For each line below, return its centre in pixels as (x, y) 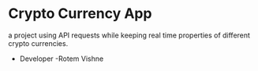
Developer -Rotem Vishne (62, 59)
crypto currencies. (38, 43)
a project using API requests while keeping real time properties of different (129, 35)
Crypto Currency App (80, 14)
